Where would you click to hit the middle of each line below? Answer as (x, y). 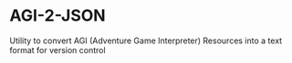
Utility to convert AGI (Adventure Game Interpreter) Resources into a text (146, 40)
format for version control (58, 49)
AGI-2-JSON (58, 16)
